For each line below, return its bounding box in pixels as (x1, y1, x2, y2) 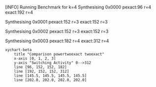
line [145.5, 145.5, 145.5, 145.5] (14, 73, 87, 78)
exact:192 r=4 (5, 9, 33, 15)
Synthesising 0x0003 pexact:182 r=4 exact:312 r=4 (5, 38, 109, 44)
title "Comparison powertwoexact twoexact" (14, 52, 105, 57)
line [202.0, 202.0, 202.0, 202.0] (14, 78, 87, 83)
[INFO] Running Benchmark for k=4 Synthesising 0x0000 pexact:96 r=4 (5, 4, 152, 10)
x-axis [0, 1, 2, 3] (14, 56, 56, 61)
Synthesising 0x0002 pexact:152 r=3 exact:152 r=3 (5, 29, 109, 34)
